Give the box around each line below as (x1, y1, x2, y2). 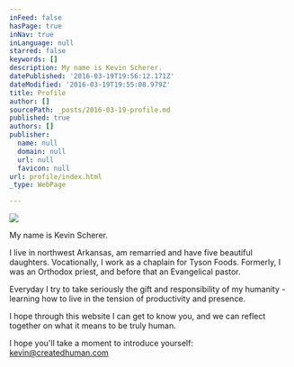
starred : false (9, 47, 67, 56)
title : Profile (9, 88, 67, 97)
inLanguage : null (9, 38, 75, 48)
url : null (17, 155, 54, 165)
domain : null (17, 147, 67, 156)
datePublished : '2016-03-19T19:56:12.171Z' (9, 72, 175, 81)
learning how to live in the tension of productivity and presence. (9, 293, 246, 304)
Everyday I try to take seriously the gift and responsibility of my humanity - (9, 284, 286, 295)
